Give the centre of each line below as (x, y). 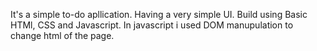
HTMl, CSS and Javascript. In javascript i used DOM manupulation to (152, 25)
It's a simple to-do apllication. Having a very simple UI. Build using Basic (159, 14)
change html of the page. (62, 35)
